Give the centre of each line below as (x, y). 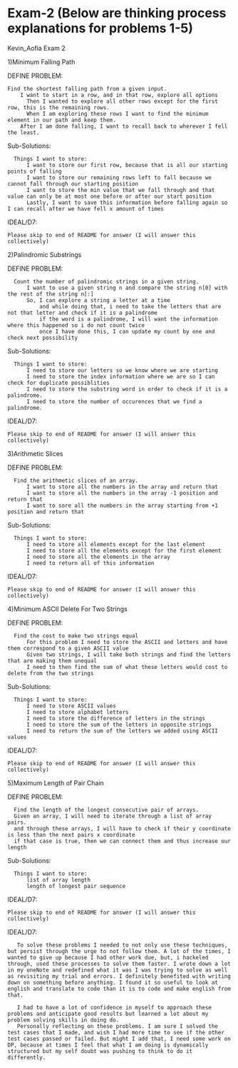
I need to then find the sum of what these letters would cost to (127, 667)
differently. (27, 1057)
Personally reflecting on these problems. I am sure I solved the (118, 1026)
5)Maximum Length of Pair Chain (56, 782)
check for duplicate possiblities (59, 383)
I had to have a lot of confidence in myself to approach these (114, 1007)
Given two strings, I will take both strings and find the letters (129, 655)
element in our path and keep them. (62, 120)
